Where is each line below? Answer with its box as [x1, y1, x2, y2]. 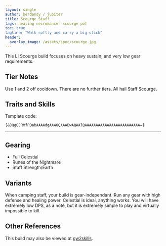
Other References [5, 222, 61, 231]
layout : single [5, 7, 37, 12]
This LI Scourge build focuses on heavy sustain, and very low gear [5, 53, 141, 59]
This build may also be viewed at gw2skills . [5, 235, 93, 241]
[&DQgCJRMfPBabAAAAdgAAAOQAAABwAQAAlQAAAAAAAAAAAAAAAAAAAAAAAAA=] [5, 123, 145, 128]
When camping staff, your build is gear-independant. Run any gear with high [5, 192, 161, 198]
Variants [5, 179, 32, 187]
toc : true [5, 26, 26, 31]
